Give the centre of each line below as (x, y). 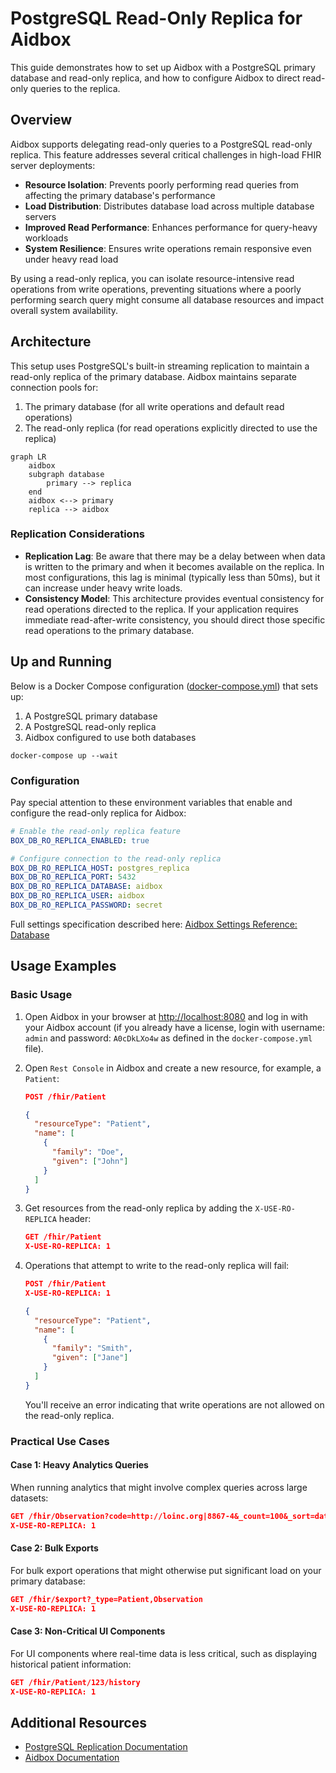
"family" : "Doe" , (88, 1152)
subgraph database (66, 474)
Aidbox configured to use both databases (110, 737)
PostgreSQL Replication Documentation (106, 1747)
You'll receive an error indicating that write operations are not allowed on (174, 1404)
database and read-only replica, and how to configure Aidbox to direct (155, 78)
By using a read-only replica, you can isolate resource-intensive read (152, 278)
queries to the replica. (75, 88)
